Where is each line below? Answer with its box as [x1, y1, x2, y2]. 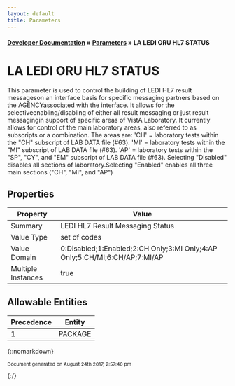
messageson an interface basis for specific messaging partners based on [7, 94, 220, 102]
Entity [64, 317, 85, 326]
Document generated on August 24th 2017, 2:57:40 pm [7, 360, 131, 368]
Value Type [10, 232, 48, 242]
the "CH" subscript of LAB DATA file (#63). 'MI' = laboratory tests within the [7, 138, 225, 147]
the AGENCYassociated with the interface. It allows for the [7, 101, 175, 109]
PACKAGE [58, 329, 92, 338]
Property [17, 209, 48, 219]
